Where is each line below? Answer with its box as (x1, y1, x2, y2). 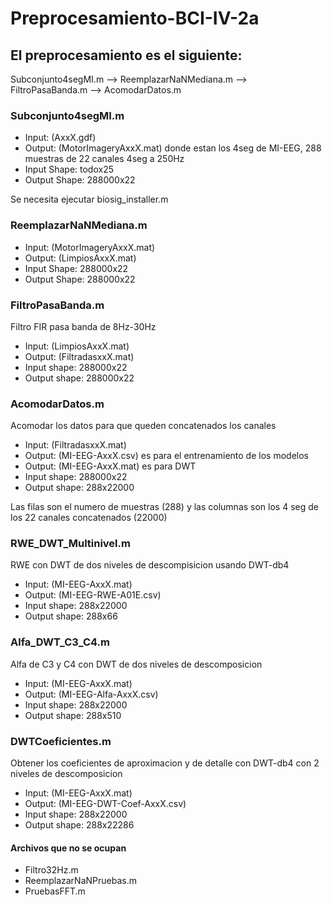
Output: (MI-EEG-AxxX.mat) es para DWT (24, 460, 197, 472)
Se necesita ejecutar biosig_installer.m (10, 193, 169, 206)
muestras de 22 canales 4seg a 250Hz (24, 153, 185, 165)
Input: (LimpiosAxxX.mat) (24, 340, 130, 352)
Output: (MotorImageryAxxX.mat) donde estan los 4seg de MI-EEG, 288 (24, 142, 322, 154)
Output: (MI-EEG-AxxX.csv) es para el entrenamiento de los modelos (24, 450, 309, 462)
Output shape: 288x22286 (24, 819, 135, 831)
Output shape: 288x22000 (24, 482, 135, 494)
